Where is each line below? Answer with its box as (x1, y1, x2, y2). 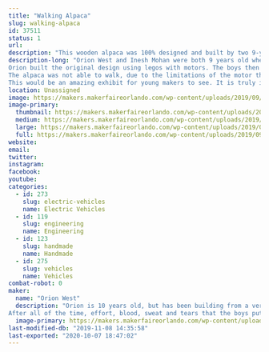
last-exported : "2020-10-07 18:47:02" (8, 331, 138, 340)
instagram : (8, 161, 45, 169)
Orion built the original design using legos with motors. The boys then (8, 64, 260, 72)
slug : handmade (22, 242, 74, 250)
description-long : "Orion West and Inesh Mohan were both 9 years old (8, 57, 249, 65)
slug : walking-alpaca (8, 19, 81, 27)
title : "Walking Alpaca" (8, 11, 91, 20)
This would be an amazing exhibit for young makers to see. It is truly (8, 78, 256, 86)
